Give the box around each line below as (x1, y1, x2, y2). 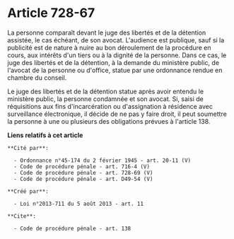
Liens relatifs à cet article (7, 131, 83, 139)
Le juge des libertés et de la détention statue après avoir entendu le (7, 87, 204, 95)
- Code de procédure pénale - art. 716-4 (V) (13, 163, 151, 170)
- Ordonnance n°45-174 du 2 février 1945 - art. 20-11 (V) (13, 157, 192, 164)
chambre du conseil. (7, 73, 67, 82)
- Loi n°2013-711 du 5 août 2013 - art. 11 (13, 200, 144, 207)
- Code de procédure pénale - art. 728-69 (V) (13, 169, 153, 176)
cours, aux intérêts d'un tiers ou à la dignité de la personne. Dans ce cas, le (7, 51, 227, 59)
